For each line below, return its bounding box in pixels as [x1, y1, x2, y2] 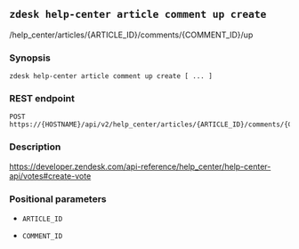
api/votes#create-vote [9, 170, 92, 181]
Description [9, 141, 61, 153]
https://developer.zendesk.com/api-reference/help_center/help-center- [9, 161, 271, 172]
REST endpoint [9, 92, 76, 105]
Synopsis [9, 52, 51, 64]
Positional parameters [9, 192, 107, 205]
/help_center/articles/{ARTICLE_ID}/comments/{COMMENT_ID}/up [9, 29, 254, 40]
